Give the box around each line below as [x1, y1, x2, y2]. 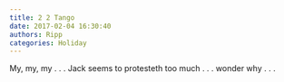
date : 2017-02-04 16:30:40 [9, 22, 112, 31]
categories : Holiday [9, 38, 88, 48]
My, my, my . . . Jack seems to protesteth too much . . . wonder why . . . [9, 63, 276, 74]
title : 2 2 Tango [9, 13, 75, 23]
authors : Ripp [9, 30, 64, 39]
